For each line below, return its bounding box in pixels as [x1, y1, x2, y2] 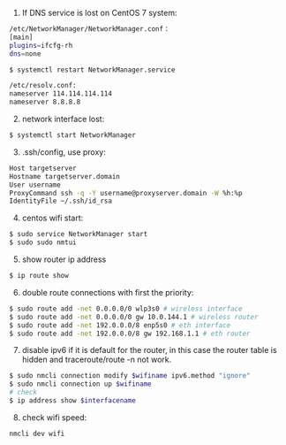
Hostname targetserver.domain [9, 172, 121, 180]
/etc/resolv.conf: [9, 81, 77, 90]
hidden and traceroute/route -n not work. [21, 354, 172, 365]
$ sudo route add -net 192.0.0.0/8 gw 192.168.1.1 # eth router [9, 329, 251, 338]
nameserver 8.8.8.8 [9, 97, 81, 107]
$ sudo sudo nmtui [9, 238, 77, 247]
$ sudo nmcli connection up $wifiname [9, 380, 152, 388]
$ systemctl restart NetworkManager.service [9, 65, 176, 74]
